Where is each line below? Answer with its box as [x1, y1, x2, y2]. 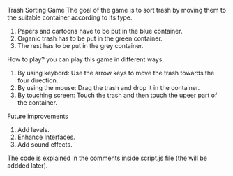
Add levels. [17, 126, 50, 133]
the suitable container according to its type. [7, 13, 133, 22]
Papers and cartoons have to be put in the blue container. [17, 27, 183, 35]
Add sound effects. [17, 140, 73, 149]
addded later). [7, 161, 48, 170]
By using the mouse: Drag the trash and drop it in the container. [17, 84, 200, 91]
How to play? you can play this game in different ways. [7, 55, 165, 64]
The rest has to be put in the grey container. [17, 42, 144, 50]
